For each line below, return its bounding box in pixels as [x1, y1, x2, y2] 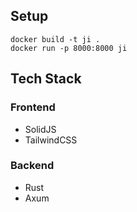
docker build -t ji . [10, 34, 101, 44]
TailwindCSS [24, 134, 78, 146]
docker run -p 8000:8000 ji [10, 43, 128, 53]
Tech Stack [10, 70, 82, 88]
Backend [10, 159, 55, 173]
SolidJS [24, 123, 57, 135]
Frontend [10, 100, 56, 114]
